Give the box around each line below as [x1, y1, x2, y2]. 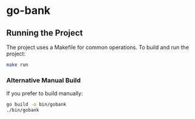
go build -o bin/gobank [6, 101, 67, 108]
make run [6, 62, 29, 68]
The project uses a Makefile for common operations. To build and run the [6, 43, 190, 51]
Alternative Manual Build [6, 76, 81, 85]
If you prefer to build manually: [6, 90, 83, 97]
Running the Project [6, 28, 83, 38]
